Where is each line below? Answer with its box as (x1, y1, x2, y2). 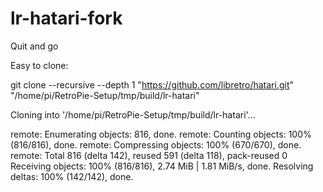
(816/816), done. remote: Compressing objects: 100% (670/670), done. (10, 138, 302, 151)
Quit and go (10, 40, 59, 52)
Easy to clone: (10, 59, 69, 71)
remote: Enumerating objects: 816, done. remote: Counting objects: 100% (10, 128, 312, 140)
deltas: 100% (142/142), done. (10, 170, 134, 182)
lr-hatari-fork (10, 7, 123, 30)
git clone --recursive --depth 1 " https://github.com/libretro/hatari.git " (10, 78, 295, 91)
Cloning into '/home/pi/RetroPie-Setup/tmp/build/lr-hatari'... (10, 108, 256, 121)
